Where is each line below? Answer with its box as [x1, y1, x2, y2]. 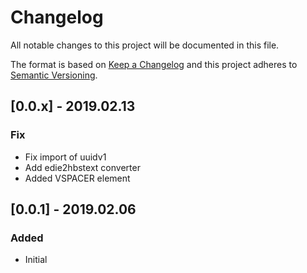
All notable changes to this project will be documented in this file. [10, 39, 280, 51]
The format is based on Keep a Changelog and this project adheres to [10, 58, 298, 70]
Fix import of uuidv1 [24, 151, 107, 163]
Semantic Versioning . [10, 69, 98, 81]
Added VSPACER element [24, 172, 131, 184]
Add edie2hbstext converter [24, 161, 141, 173]
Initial [24, 254, 48, 266]
